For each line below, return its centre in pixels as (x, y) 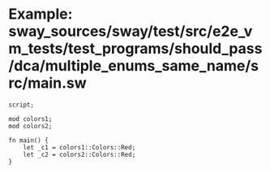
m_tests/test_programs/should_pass (135, 49)
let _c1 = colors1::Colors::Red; (79, 147)
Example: (41, 14)
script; (21, 105)
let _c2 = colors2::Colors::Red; (79, 154)
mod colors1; (30, 119)
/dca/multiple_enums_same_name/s (134, 66)
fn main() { (28, 140)
